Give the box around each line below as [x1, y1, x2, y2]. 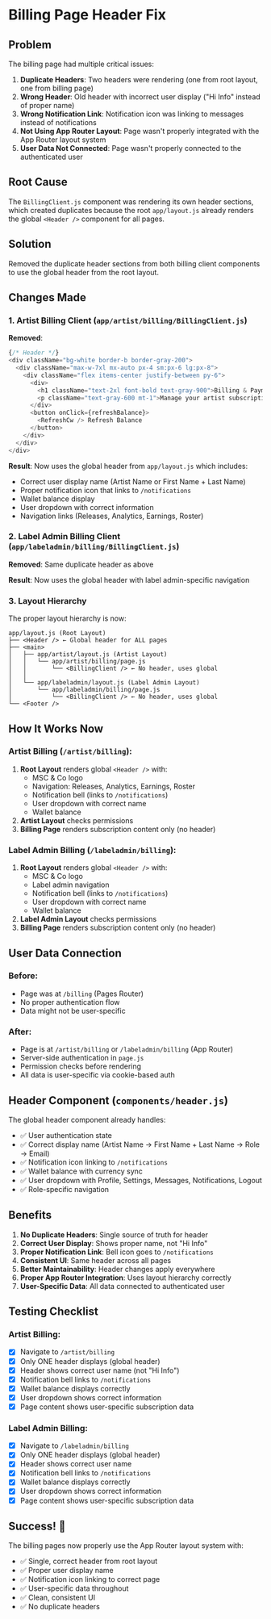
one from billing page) [19, 83, 94, 93]
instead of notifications [19, 118, 97, 127]
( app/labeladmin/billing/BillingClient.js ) [8, 541, 180, 552]
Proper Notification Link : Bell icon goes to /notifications [19, 1247, 214, 1257]
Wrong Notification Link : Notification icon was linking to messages [19, 109, 244, 119]
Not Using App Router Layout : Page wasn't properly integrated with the [19, 127, 260, 136]
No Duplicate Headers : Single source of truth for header [19, 1229, 208, 1240]
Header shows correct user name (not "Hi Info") [19, 1366, 180, 1375]
